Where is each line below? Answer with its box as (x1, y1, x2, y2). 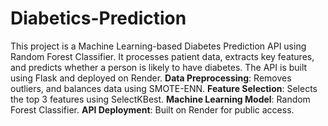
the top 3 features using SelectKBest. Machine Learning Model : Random (10, 93, 311, 105)
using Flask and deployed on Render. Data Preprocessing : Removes (10, 72, 292, 84)
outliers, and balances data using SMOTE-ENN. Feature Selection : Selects (10, 82, 318, 94)
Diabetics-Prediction (10, 7, 187, 30)
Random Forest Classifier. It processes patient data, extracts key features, (10, 50, 315, 62)
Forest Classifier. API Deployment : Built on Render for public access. (10, 103, 295, 116)
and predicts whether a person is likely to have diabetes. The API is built (10, 61, 308, 73)
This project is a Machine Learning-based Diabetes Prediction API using (10, 40, 307, 52)
